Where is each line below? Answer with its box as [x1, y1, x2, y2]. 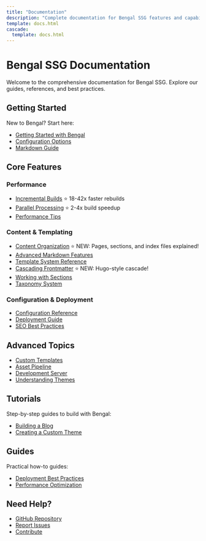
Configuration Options [15, 138, 72, 145]
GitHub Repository [15, 515, 63, 523]
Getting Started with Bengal [15, 131, 85, 138]
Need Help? [6, 499, 52, 509]
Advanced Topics [6, 340, 75, 351]
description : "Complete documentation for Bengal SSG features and [6, 15, 183, 21]
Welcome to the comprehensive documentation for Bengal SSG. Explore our [6, 79, 198, 86]
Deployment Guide [15, 316, 63, 323]
